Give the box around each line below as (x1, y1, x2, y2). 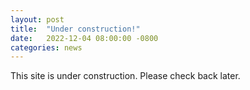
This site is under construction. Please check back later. (10, 70, 241, 82)
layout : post (10, 14, 65, 25)
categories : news (10, 42, 83, 53)
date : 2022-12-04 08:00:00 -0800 (10, 33, 159, 43)
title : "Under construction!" (10, 24, 141, 34)
